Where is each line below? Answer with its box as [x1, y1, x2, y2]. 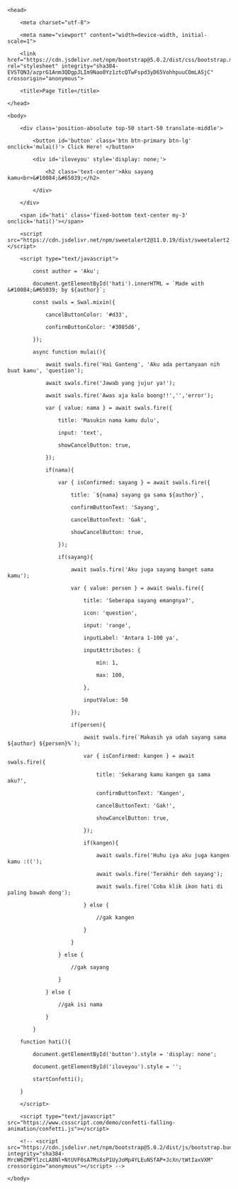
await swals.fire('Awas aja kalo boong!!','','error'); [45, 392, 214, 399]
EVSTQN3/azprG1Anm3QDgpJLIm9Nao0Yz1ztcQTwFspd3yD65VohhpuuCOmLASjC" [7, 69, 214, 76]
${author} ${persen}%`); [7, 740, 81, 747]
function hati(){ [20, 1038, 72, 1046]
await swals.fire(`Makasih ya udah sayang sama [83, 734, 227, 741]
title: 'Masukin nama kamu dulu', [57, 417, 160, 424]
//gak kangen [96, 914, 135, 921]
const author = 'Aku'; [33, 268, 100, 275]
